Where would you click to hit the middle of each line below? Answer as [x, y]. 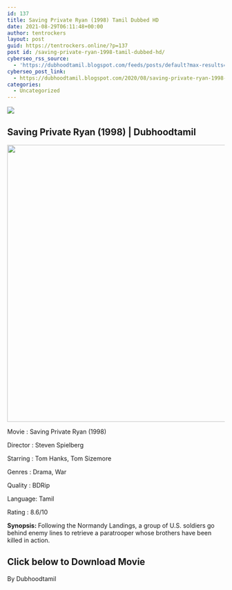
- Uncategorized [37, 91]
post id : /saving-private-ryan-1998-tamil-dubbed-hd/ [86, 53]
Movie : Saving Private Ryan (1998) [57, 431]
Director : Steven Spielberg [46, 445]
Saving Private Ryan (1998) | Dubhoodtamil [102, 132]
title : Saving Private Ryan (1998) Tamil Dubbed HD [83, 20]
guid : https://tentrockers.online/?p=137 [68, 46]
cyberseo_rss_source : [38, 59]
